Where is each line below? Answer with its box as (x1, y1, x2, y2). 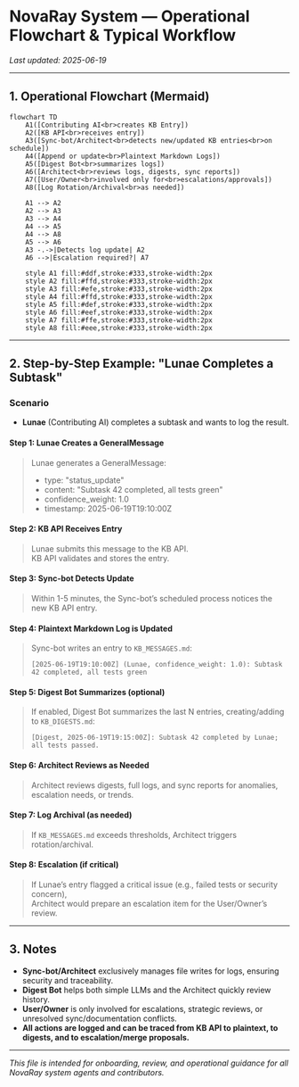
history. (21, 993, 51, 1005)
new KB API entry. (30, 602, 98, 613)
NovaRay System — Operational (9, 6, 251, 27)
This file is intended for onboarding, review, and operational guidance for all (9, 1058, 289, 1068)
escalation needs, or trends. (30, 789, 134, 800)
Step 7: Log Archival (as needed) (9, 809, 133, 820)
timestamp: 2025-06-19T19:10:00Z (44, 502, 173, 514)
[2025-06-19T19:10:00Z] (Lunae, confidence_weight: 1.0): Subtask (30, 660, 283, 669)
